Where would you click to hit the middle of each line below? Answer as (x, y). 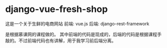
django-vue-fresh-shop (56, 9)
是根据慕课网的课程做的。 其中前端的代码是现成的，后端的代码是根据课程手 (83, 34)
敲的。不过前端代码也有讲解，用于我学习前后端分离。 (61, 40)
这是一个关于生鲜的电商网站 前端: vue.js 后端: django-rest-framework (77, 23)
